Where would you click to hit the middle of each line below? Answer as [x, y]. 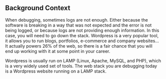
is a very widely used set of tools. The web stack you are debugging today [81, 66]
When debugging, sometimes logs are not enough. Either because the [77, 20]
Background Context [38, 8]
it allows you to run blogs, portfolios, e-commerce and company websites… [82, 41]
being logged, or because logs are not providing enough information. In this [82, 30]
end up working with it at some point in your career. [58, 51]
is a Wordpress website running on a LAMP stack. [56, 71]
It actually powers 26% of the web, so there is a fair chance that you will [79, 46]
